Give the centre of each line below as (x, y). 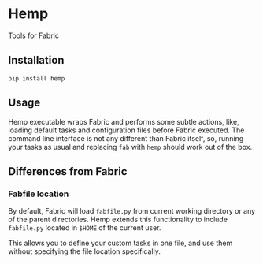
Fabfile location (39, 194)
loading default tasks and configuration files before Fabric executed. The (126, 130)
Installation (36, 60)
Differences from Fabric (68, 171)
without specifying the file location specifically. (85, 251)
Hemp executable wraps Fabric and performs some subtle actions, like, (124, 121)
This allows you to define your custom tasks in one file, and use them (120, 243)
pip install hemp (37, 78)
